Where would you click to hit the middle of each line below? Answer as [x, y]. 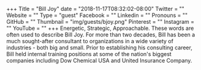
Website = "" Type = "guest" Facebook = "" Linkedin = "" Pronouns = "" [97, 15]
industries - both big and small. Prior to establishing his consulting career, [100, 47]
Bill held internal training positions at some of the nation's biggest [89, 54]
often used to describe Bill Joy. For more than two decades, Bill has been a [101, 35]
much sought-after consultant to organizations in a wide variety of [90, 41]
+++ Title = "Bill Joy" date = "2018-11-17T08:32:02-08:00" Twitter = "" [96, 9]
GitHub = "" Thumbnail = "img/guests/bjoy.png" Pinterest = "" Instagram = [100, 22]
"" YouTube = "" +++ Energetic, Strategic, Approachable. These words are [100, 28]
